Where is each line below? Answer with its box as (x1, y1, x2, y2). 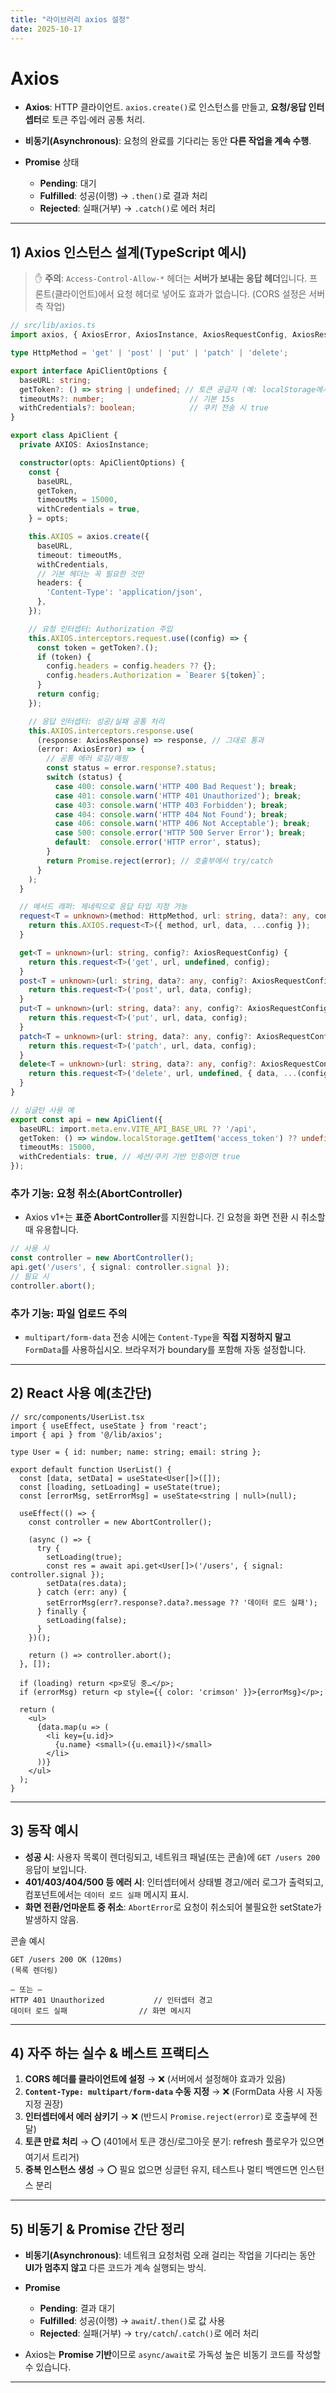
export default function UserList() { (10, 1464, 172, 1475)
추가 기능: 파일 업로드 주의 (10, 1306, 128, 1320)
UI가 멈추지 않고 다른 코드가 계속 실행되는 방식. (24, 2262, 207, 2274)
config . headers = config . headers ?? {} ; (46, 661, 217, 671)
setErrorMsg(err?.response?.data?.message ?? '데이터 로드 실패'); (46, 1597, 318, 1608)
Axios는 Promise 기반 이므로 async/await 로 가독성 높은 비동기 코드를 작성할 (24, 2349, 322, 2361)
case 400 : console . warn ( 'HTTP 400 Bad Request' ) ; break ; (54, 781, 298, 791)
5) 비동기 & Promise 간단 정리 (10, 2221, 185, 2238)
